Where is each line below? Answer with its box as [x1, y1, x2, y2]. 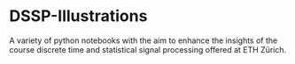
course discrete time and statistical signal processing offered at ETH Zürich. [9, 44, 287, 54]
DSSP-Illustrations [9, 6, 148, 26]
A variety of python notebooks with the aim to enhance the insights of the [9, 35, 278, 46]
